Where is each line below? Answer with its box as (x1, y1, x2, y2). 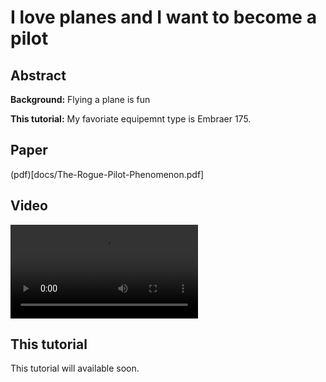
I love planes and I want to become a (10, 6, 317, 29)
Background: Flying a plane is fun (10, 94, 151, 105)
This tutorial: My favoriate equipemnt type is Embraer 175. (10, 113, 252, 125)
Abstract (10, 67, 67, 84)
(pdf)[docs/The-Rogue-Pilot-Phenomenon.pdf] (10, 168, 205, 180)
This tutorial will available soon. (10, 362, 140, 375)
